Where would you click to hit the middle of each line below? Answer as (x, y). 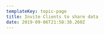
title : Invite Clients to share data (52, 17)
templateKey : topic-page (36, 11)
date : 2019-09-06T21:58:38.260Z (46, 22)
